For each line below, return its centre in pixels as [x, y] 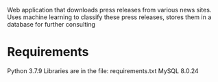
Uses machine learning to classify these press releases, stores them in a [109, 17]
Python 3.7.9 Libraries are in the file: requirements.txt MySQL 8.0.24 [103, 70]
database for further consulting [51, 24]
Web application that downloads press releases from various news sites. [109, 10]
